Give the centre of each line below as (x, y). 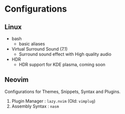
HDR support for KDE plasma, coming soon (62, 65)
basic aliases (32, 44)
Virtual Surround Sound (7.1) (39, 49)
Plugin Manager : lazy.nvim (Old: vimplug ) (54, 101)
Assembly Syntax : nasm (35, 106)
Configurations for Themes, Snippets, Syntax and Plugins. (62, 92)
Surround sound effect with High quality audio (65, 54)
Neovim (17, 80)
